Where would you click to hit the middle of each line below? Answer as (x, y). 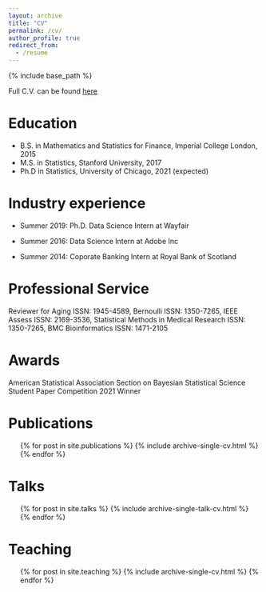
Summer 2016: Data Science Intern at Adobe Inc (99, 241)
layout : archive (35, 16)
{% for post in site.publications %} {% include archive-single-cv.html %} (139, 446)
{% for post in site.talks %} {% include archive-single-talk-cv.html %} (134, 508)
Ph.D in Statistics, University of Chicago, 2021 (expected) (114, 171)
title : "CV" (28, 23)
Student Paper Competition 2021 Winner (75, 391)
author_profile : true (44, 38)
